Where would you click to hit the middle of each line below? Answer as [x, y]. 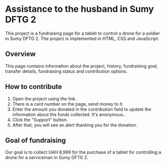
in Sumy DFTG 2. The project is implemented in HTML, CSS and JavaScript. [82, 39]
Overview [21, 54]
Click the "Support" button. [40, 120]
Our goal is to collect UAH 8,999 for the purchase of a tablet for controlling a [83, 152]
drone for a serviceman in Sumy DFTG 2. [47, 158]
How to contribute [34, 87]
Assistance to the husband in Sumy [80, 9]
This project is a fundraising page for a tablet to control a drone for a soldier [83, 33]
